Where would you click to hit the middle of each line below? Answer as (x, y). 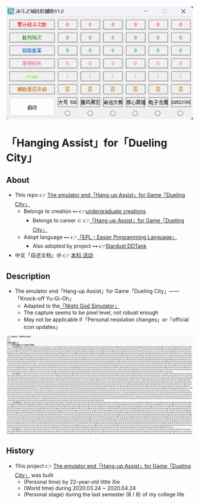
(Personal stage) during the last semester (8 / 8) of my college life (104, 494)
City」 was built (34, 475)
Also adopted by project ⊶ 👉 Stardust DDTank (89, 246)
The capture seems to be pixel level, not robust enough (91, 312)
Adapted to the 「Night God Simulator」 (72, 306)
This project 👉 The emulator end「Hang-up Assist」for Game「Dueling (103, 466)
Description (28, 276)
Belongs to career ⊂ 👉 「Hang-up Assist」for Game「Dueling (108, 221)
